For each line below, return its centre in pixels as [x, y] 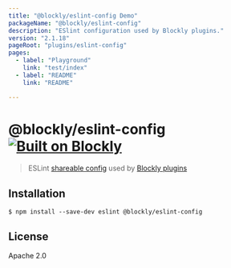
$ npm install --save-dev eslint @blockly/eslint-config [105, 212]
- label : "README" [47, 75]
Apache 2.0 [27, 256]
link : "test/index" [55, 68]
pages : [19, 53]
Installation [37, 193]
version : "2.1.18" [39, 38]
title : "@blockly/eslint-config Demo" [73, 16]
